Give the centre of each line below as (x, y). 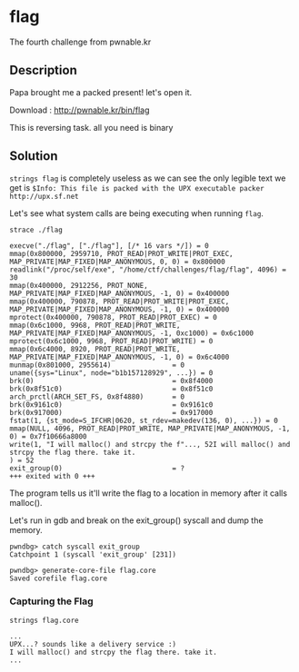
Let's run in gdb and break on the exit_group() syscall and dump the (136, 520)
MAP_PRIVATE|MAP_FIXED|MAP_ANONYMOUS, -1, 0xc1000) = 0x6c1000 (132, 333)
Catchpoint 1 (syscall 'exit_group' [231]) (93, 555)
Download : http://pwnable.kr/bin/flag (80, 110)
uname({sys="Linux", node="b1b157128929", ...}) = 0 (111, 373)
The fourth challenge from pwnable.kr (80, 42)
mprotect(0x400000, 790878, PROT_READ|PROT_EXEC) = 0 (114, 318)
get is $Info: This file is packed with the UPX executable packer (137, 187)
